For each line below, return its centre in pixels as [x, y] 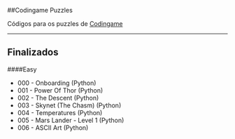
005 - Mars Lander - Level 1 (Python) [71, 120]
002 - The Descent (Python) [58, 98]
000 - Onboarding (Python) [57, 83]
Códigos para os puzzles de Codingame [65, 24]
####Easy [22, 69]
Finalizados [33, 52]
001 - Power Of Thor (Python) [60, 90]
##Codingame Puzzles [40, 10]
